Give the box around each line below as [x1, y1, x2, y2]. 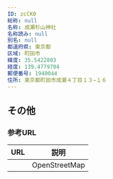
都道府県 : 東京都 [7, 43, 51, 50]
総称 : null [7, 17, 38, 24]
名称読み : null [7, 30, 48, 38]
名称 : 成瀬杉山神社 [7, 23, 57, 31]
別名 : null [7, 37, 38, 44]
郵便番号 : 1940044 [7, 70, 58, 77]
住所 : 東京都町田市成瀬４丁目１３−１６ [7, 76, 107, 84]
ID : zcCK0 [7, 10, 37, 18]
